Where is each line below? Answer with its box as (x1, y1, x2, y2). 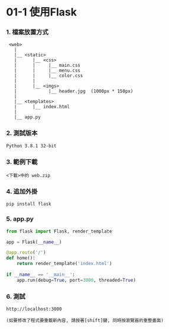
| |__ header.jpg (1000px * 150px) (14, 88, 134, 95)
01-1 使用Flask (6, 5, 77, 19)
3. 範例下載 (6, 157, 38, 166)
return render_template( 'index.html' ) (17, 261, 112, 267)
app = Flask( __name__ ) (6, 239, 62, 245)
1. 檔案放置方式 (6, 28, 49, 36)
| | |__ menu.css (14, 67, 81, 74)
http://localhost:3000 (6, 306, 62, 312)
